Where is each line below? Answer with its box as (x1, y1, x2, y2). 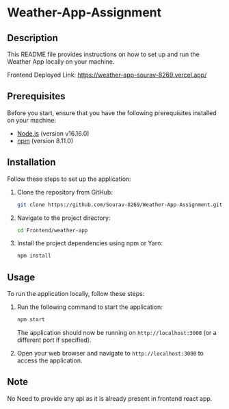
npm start (16, 317, 46, 323)
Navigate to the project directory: (16, 214, 111, 222)
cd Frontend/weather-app (16, 227, 88, 234)
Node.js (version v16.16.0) (16, 129, 90, 138)
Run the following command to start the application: (16, 303, 163, 311)
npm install (16, 252, 51, 260)
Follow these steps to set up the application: (7, 175, 131, 183)
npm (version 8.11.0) (16, 136, 74, 145)
